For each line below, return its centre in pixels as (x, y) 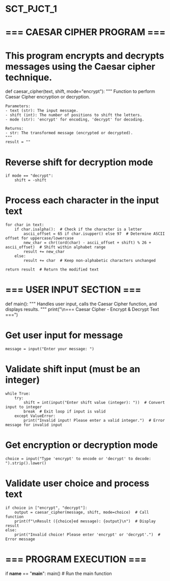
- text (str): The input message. (42, 111)
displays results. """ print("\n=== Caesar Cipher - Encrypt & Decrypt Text (82, 309)
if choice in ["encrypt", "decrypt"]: (46, 508)
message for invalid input (34, 425)
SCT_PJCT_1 (31, 9)
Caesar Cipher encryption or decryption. (48, 97)
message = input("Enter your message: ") (50, 349)
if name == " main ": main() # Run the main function (59, 573)
